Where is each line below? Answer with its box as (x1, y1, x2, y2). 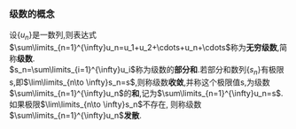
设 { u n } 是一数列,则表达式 (9, 29, 97, 42)
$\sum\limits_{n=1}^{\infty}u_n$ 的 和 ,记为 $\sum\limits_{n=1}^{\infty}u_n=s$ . (9, 87, 284, 98)
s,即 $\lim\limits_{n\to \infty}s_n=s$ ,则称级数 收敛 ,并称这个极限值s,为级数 (9, 77, 270, 87)
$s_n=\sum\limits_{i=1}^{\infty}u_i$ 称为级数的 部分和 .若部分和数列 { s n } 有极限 (9, 64, 285, 77)
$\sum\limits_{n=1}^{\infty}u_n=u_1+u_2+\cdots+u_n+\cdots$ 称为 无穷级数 (9, 42, 277, 53)
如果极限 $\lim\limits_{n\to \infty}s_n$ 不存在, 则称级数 (9, 99, 202, 110)
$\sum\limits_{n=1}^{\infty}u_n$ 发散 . (9, 110, 142, 120)
